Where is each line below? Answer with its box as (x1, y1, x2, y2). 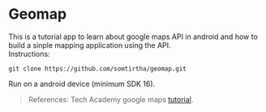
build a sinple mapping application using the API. (8, 40, 172, 50)
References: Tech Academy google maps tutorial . (28, 94, 194, 104)
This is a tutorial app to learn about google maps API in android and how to (8, 32, 258, 41)
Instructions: (8, 49, 50, 58)
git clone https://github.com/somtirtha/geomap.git (8, 64, 187, 73)
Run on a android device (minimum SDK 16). (8, 79, 156, 88)
